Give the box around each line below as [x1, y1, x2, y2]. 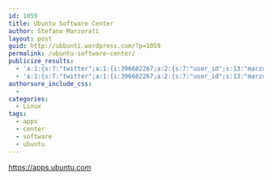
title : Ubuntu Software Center [8, 19, 114, 28]
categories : [8, 95, 49, 103]
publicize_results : [8, 58, 74, 66]
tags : [8, 110, 27, 118]
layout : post [8, 34, 53, 43]
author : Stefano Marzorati [8, 27, 100, 35]
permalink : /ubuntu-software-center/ [8, 49, 136, 58]
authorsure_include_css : [8, 79, 92, 88]
